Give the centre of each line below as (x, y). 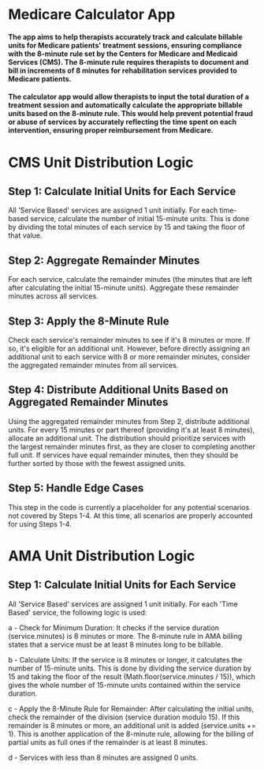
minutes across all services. (53, 296)
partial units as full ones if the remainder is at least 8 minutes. (108, 742)
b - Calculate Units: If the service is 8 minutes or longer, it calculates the (125, 659)
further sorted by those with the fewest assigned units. (97, 463)
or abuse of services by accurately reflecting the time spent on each (123, 122)
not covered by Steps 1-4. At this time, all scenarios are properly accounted (131, 516)
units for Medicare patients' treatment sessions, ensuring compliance (125, 45)
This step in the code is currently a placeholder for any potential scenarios (129, 507)
